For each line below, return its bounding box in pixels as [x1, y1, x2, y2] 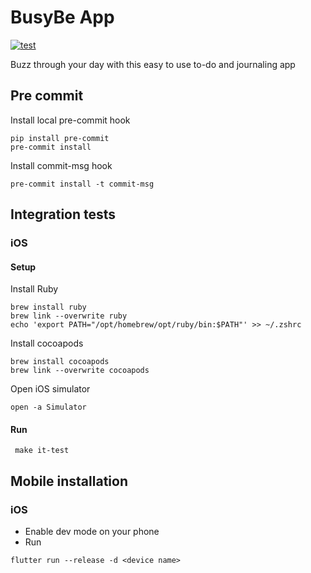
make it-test [14, 446, 70, 456]
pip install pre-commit [10, 133, 110, 143]
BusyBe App [10, 6, 115, 29]
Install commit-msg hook [10, 159, 113, 171]
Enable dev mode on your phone [24, 526, 160, 538]
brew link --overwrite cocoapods [10, 366, 150, 376]
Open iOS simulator [10, 383, 91, 395]
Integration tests [10, 206, 117, 223]
